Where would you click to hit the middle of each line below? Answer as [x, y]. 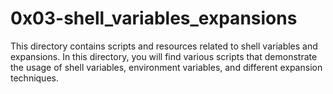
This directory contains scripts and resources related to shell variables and [164, 46]
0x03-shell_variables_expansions [154, 18]
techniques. [34, 78]
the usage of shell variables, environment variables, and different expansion [166, 67]
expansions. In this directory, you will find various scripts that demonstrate [164, 56]
